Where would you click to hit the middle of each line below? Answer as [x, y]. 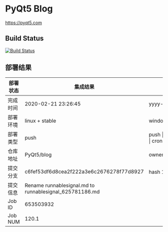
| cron [156, 141]
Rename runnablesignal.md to [60, 185]
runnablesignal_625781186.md [62, 191]
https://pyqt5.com [24, 23]
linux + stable [40, 121]
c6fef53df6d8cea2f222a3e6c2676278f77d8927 [84, 171]
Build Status [24, 38]
